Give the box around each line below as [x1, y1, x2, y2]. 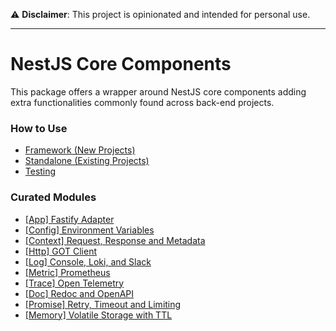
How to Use [10, 121, 68, 135]
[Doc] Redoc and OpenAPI [24, 287, 135, 299]
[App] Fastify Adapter [24, 213, 115, 225]
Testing [24, 165, 57, 178]
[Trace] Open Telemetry [24, 277, 125, 289]
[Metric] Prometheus [24, 266, 111, 278]
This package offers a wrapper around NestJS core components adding [10, 85, 307, 98]
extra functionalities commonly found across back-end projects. [10, 96, 275, 108]
